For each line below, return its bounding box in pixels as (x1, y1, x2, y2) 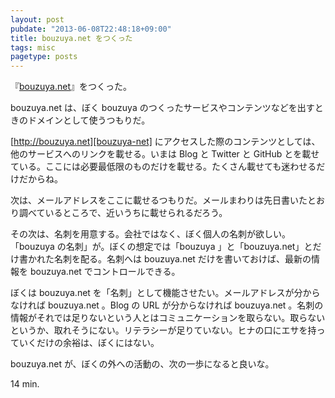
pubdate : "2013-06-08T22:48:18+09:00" (10, 24, 172, 34)
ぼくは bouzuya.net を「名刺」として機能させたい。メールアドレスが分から (10, 287, 321, 299)
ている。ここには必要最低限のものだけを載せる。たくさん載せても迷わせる (10, 161, 317, 173)
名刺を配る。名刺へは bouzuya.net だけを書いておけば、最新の (53, 253, 312, 265)
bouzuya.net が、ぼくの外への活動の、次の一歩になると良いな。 (10, 358, 275, 370)
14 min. (10, 378, 40, 390)
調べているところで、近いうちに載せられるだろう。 (18, 207, 228, 219)
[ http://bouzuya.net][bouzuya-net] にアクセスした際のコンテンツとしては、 (10, 136, 321, 148)
